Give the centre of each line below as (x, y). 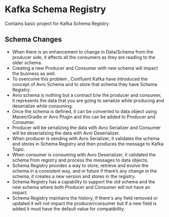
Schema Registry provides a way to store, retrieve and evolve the (80, 165)
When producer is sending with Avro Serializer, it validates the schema (86, 138)
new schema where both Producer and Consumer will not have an (81, 187)
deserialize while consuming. (42, 106)
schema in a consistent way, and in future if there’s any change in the (84, 171)
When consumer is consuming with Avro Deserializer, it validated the (84, 154)
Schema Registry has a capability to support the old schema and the (83, 181)
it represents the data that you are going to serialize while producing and (88, 100)
